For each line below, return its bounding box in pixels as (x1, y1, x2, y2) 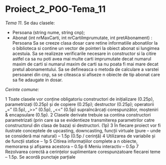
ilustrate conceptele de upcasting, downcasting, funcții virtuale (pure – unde (5, 127, 161, 133)
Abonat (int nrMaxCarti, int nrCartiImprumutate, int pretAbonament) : (12, 35, 153, 41)
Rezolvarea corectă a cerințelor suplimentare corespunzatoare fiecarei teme (5, 149, 161, 155)
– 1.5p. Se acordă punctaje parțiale (5, 154, 76, 160)
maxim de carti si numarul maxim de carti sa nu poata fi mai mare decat (12, 61, 159, 67)
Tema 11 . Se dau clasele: (5, 20, 55, 26)
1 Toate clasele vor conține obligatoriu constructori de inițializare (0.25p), (5, 96, 155, 102)
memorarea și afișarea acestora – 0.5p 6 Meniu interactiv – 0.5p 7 (5, 143, 139, 149)
